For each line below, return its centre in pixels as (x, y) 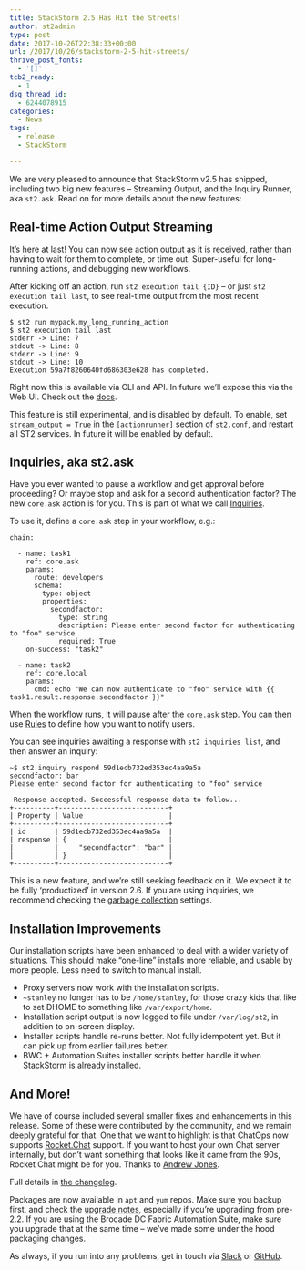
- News (30, 119)
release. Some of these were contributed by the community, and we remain (151, 1125)
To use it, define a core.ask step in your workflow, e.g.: (112, 521)
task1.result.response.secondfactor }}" (87, 697)
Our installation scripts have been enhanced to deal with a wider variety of (149, 951)
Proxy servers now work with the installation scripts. (121, 988)
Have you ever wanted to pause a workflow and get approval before (137, 484)
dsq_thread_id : (38, 94)
